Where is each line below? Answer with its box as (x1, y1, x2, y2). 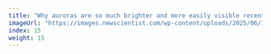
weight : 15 (8, 33, 45, 42)
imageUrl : (8, 19, 42, 27)
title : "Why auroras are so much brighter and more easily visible (8, 11, 240, 20)
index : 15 (8, 26, 42, 34)
